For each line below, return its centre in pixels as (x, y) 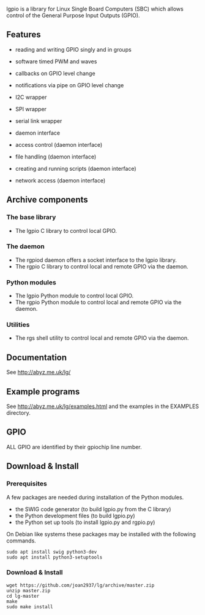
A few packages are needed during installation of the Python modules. (95, 497)
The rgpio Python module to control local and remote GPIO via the (98, 302)
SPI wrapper (31, 109)
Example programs (43, 392)
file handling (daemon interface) (56, 157)
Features (24, 35)
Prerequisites (27, 484)
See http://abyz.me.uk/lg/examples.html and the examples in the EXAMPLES (103, 406)
